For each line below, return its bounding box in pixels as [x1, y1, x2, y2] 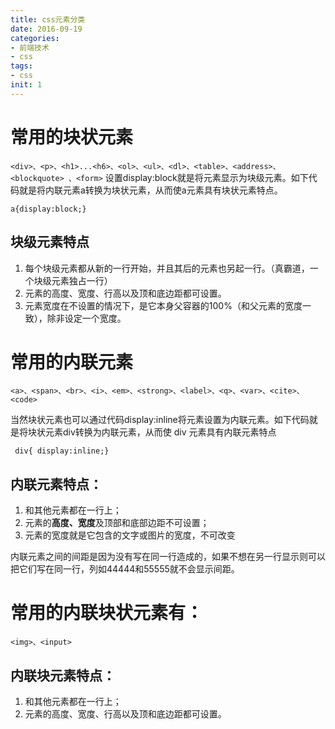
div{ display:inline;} [14, 446, 110, 456]
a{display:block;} [10, 204, 87, 214]
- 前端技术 [10, 42, 50, 53]
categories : [10, 33, 60, 43]
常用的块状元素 [10, 126, 134, 148]
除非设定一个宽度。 [46, 312, 127, 324]
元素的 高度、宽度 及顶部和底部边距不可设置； [24, 517, 210, 529]
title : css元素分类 [10, 14, 86, 25]
